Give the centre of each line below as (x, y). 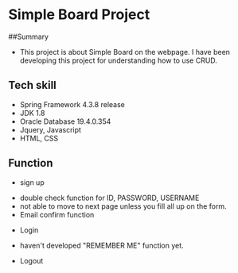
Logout (31, 260)
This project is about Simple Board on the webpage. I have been (125, 52)
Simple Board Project (79, 15)
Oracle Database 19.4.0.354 (65, 121)
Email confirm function (57, 214)
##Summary (29, 37)
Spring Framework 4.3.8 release (72, 104)
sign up (32, 182)
